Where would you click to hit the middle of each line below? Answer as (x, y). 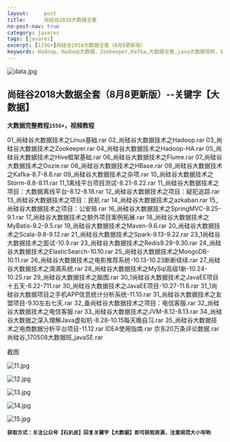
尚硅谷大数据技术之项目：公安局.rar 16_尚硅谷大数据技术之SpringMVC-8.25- (114, 208)
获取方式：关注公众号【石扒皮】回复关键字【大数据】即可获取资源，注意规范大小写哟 (109, 432)
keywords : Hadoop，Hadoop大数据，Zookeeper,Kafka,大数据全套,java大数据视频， (114, 52)
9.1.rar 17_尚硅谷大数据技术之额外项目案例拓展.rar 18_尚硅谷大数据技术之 (108, 217)
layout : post (32, 13)
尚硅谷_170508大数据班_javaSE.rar (55, 337)
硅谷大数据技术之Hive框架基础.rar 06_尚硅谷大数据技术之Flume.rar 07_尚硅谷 (115, 157)
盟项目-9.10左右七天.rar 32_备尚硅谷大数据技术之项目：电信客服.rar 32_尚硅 (114, 303)
